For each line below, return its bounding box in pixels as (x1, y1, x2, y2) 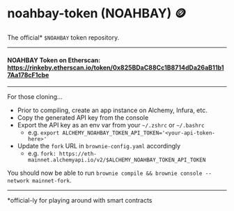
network (7, 178, 30, 185)
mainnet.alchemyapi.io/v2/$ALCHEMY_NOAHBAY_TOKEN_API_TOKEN (27, 157, 206, 164)
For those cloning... (7, 93, 63, 101)
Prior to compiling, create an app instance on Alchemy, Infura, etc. (17, 106, 208, 115)
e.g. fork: (27, 149, 57, 157)
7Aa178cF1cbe (7, 70, 49, 79)
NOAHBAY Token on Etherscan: (7, 56, 101, 64)
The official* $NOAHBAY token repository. (7, 33, 120, 42)
